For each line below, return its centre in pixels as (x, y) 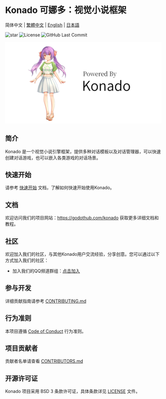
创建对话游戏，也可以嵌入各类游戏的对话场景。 (53, 158)
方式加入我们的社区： (27, 260)
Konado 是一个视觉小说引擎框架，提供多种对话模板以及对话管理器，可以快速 (83, 151)
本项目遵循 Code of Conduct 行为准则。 (46, 331)
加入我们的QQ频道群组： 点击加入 (46, 271)
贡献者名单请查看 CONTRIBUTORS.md (44, 361)
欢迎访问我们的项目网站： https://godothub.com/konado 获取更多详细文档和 (82, 218)
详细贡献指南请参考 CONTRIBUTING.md (46, 301)
